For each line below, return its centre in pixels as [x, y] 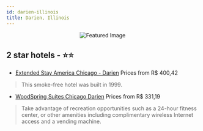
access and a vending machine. [61, 122]
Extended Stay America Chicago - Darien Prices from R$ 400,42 [97, 73]
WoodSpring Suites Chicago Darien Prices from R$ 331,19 [88, 97]
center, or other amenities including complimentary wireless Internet [107, 115]
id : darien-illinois [33, 12]
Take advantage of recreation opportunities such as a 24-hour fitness [109, 108]
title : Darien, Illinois [38, 18]
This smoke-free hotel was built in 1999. [72, 85]
